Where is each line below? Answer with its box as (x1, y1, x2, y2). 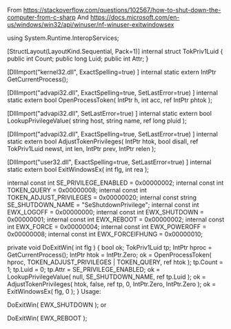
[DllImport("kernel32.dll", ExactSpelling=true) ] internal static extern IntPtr (7, 68, 217, 76)
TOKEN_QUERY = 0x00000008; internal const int (7, 186, 147, 194)
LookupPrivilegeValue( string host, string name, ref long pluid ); (7, 117, 188, 125)
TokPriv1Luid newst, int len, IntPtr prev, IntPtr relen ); (7, 145, 157, 152)
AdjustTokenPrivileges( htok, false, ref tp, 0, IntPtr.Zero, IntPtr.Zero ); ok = (7, 280, 217, 288)
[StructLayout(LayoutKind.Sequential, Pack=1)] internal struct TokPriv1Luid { (7, 48, 223, 55)
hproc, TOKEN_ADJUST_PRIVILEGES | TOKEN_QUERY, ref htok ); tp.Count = (7, 258, 223, 266)
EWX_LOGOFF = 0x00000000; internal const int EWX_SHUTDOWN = (7, 208, 205, 216)
